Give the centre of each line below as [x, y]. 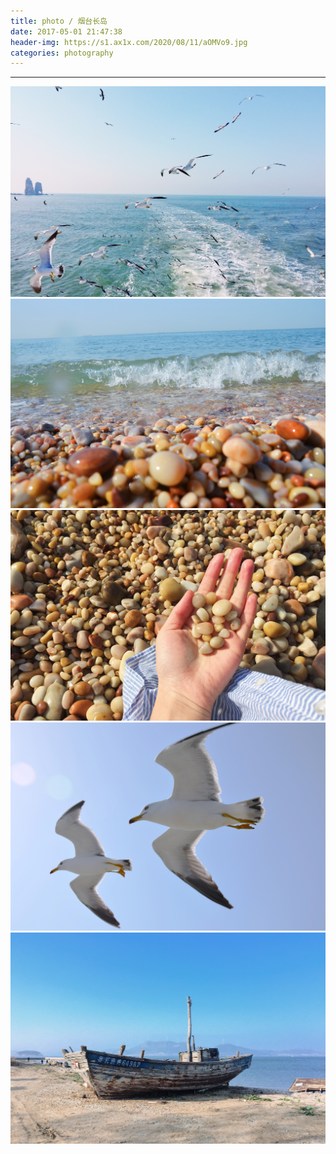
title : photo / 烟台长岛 [59, 21]
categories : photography [62, 53]
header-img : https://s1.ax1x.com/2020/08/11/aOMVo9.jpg [129, 42]
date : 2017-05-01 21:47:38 [66, 31]
